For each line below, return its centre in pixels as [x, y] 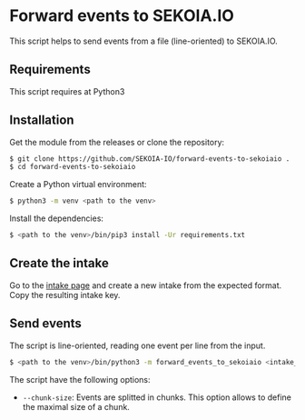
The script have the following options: [80, 379]
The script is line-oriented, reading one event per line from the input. [138, 345]
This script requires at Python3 [67, 91]
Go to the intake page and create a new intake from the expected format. [146, 285]
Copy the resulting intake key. [65, 295]
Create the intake [59, 263]
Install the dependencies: [57, 218]
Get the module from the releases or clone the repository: [117, 142]
